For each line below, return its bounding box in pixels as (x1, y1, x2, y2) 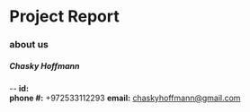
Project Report (9, 6, 120, 27)
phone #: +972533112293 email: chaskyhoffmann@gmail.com (9, 92, 241, 104)
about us (9, 39, 49, 51)
